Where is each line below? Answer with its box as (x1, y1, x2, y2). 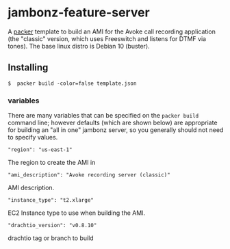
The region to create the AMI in (8, 159, 96, 167)
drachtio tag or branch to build (8, 234, 94, 242)
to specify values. (8, 133, 58, 142)
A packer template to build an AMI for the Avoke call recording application (8, 27, 216, 36)
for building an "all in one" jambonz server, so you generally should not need (8, 126, 224, 134)
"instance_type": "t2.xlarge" (8, 197, 94, 204)
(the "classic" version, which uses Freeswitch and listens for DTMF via (8, 34, 207, 42)
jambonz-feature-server (8, 5, 150, 21)
